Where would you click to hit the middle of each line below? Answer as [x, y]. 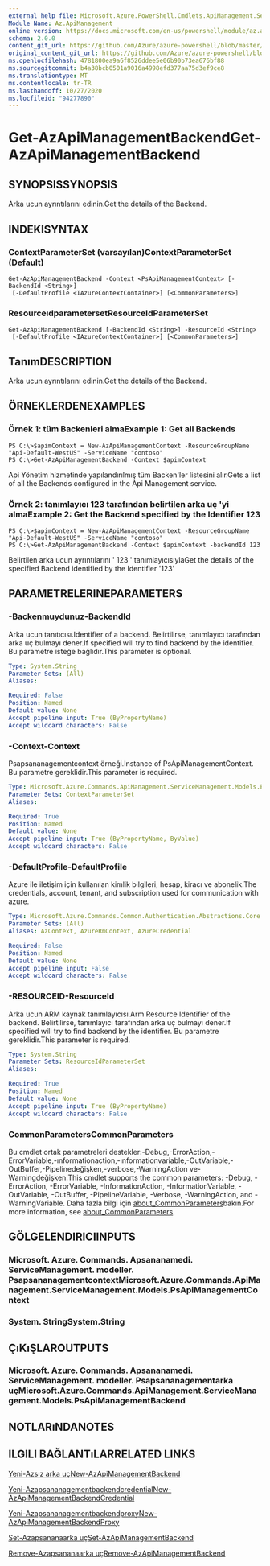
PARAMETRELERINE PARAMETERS [96, 593]
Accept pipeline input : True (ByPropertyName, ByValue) [104, 839]
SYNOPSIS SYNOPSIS [63, 185]
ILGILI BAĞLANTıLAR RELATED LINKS [102, 1455]
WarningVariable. [37, 1203]
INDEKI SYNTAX [49, 229]
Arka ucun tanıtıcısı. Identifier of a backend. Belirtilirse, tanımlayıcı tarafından [135, 634]
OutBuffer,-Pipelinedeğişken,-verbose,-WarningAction [98, 1168]
